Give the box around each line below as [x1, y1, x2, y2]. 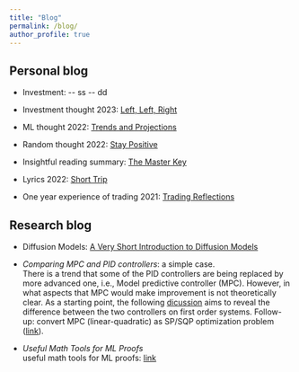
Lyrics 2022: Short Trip [22, 174, 108, 185]
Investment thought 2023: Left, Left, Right [22, 104, 178, 115]
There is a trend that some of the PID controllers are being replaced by [22, 269, 285, 279]
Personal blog [9, 63, 89, 78]
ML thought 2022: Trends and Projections [22, 122, 177, 133]
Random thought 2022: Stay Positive [22, 139, 159, 150]
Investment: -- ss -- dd [22, 87, 108, 98]
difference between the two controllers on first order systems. [22, 306, 253, 317]
